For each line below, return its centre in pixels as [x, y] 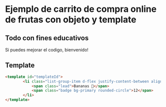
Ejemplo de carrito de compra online [81, 9]
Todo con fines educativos [47, 38]
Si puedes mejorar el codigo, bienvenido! [47, 50]
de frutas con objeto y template [71, 20]
